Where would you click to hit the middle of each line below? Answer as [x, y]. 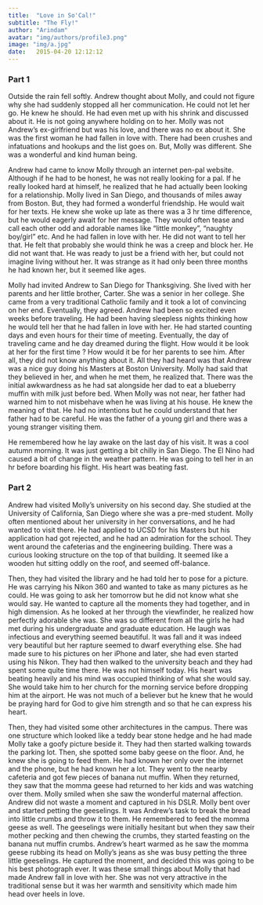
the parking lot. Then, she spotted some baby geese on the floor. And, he [126, 752]
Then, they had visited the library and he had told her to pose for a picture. [128, 578]
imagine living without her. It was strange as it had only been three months [128, 262]
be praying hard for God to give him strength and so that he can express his [130, 703]
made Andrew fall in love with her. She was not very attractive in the [118, 877]
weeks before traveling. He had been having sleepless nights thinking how [128, 319]
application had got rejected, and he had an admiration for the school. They [130, 538]
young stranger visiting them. [56, 427]
